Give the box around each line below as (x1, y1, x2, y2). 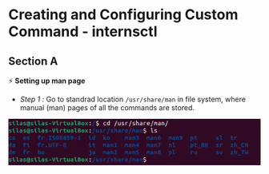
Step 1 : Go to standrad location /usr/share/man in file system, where (19, 94, 247, 104)
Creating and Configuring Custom (8, 6, 239, 24)
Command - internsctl (8, 22, 158, 41)
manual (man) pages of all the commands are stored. (19, 103, 195, 113)
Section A (8, 54, 58, 68)
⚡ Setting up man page (8, 76, 86, 85)
